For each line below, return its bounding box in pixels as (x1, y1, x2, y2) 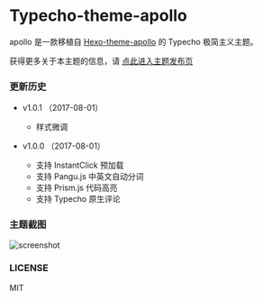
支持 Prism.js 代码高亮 (35, 182, 118, 194)
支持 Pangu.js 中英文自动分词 (35, 171, 144, 182)
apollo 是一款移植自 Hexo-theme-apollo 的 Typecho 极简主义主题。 (9, 36, 258, 47)
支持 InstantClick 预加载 (35, 159, 124, 171)
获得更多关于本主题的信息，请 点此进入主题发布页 (9, 55, 194, 66)
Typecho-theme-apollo (9, 5, 187, 26)
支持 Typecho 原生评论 (35, 194, 121, 205)
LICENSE (9, 262, 50, 275)
